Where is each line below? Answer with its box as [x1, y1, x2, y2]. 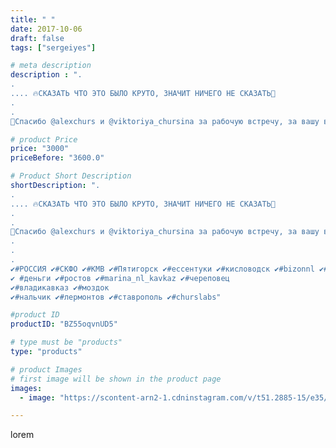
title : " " [10, 14, 56, 25]
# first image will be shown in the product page [10, 374, 222, 384]
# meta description [10, 61, 92, 71]
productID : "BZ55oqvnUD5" [10, 319, 118, 330]
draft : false [10, 33, 65, 43]
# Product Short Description [10, 171, 132, 181]
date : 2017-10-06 [10, 24, 83, 34]
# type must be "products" [10, 337, 123, 348]
